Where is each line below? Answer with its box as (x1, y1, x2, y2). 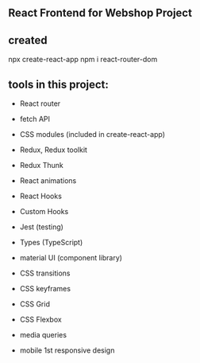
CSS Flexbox (19, 314, 62, 325)
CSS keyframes (19, 284, 71, 294)
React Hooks (19, 191, 62, 201)
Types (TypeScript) (19, 238, 83, 248)
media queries (19, 330, 67, 340)
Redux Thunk (19, 161, 63, 170)
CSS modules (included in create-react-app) (19, 130, 165, 139)
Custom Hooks (19, 207, 69, 217)
